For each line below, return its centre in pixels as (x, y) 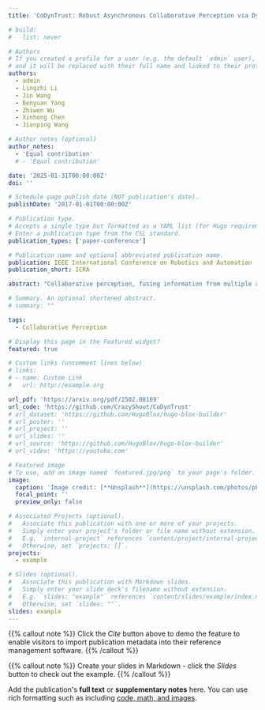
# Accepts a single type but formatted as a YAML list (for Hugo (118, 226)
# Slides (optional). (44, 575)
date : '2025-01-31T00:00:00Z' (58, 176)
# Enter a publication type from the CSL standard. (95, 233)
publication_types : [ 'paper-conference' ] (77, 241)
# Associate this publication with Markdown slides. (100, 582)
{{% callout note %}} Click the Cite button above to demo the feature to (124, 634)
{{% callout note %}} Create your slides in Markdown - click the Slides (122, 666)
